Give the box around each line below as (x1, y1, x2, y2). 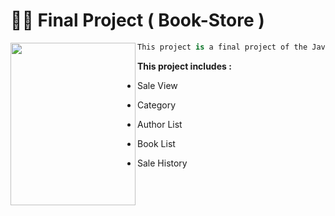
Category (137, 99, 177, 111)
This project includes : (137, 60, 232, 72)
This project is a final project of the (137, 42, 308, 52)
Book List (137, 137, 176, 149)
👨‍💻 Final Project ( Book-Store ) (10, 9, 265, 32)
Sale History (137, 157, 188, 169)
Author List (137, 118, 183, 130)
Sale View (137, 79, 178, 91)
